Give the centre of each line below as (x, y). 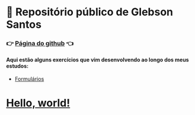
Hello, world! (38, 103)
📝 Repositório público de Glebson (90, 12)
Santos (24, 24)
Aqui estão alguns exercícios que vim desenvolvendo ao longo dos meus (97, 60)
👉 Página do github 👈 (40, 44)
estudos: (17, 66)
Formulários (29, 79)
